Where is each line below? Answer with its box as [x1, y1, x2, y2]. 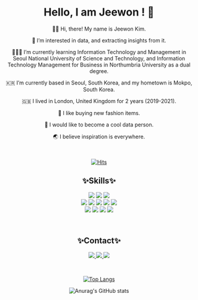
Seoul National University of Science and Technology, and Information [13, 54, 185, 62]
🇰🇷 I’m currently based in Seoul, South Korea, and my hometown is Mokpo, [5, 79, 193, 86]
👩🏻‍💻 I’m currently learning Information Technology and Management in [11, 48, 187, 56]
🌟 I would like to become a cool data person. [44, 121, 154, 128]
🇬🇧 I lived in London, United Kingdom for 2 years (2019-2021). [21, 97, 177, 104]
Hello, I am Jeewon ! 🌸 [43, 5, 155, 19]
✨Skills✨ [82, 176, 116, 186]
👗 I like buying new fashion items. [58, 109, 140, 116]
